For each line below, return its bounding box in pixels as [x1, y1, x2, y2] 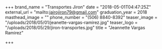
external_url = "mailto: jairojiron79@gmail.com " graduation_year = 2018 [5, 9, 148, 15]
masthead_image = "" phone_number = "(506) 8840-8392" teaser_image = [5, 15, 158, 20]
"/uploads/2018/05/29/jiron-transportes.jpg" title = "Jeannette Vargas [5, 25, 145, 31]
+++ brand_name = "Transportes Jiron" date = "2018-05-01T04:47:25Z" [5, 4, 151, 10]
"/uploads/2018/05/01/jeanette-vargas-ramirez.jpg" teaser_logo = [5, 19, 138, 25]
